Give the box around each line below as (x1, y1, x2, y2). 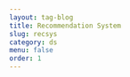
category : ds (9, 37, 58, 47)
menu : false (9, 46, 53, 55)
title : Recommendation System (9, 21, 122, 30)
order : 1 (9, 54, 42, 63)
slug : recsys (9, 29, 58, 38)
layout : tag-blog (9, 12, 74, 22)
